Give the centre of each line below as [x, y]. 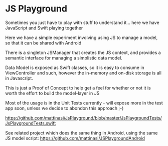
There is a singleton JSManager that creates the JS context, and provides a [83, 52]
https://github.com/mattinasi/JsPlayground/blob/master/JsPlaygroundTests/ [83, 117]
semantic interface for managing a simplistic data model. [64, 57]
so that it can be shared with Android [43, 42]
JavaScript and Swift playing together [44, 27]
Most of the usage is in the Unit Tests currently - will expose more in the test [84, 102]
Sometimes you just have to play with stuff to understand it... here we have [82, 22]
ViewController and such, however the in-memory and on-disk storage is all [83, 72]
